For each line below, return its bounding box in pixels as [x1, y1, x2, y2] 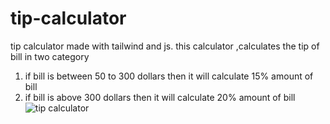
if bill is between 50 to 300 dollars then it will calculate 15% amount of [24, 70, 314, 82]
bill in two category [10, 50, 90, 62]
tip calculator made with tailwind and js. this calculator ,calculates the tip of [10, 40, 320, 52]
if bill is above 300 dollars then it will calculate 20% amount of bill [24, 91, 296, 103]
